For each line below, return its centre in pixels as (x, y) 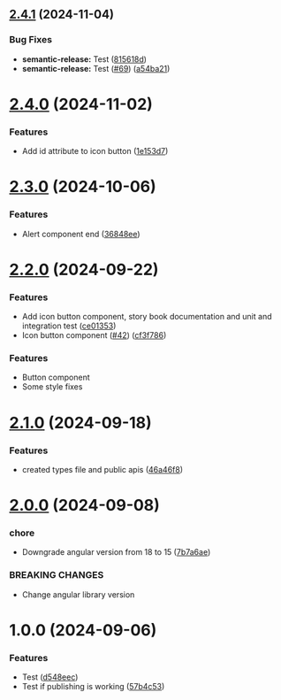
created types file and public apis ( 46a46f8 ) (103, 469)
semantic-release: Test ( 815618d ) (84, 59)
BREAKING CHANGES (57, 575)
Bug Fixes (31, 40)
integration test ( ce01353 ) (69, 326)
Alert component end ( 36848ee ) (81, 234)
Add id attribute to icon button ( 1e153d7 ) (95, 151)
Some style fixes (52, 387)
